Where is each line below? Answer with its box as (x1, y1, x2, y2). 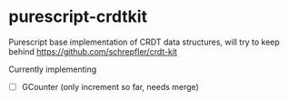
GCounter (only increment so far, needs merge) (21, 81, 199, 92)
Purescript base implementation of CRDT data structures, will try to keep (8, 36, 281, 47)
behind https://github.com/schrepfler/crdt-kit (8, 45, 178, 56)
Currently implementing (8, 64, 97, 75)
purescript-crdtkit (8, 6, 147, 27)
